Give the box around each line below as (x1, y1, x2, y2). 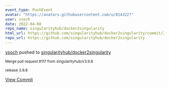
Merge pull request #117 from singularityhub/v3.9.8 (5, 59, 93, 64)
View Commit (5, 76, 33, 82)
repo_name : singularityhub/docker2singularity (5, 26, 105, 31)
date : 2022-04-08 (5, 21, 42, 27)
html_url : (5, 31, 26, 36)
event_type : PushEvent (5, 7, 53, 13)
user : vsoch (5, 17, 30, 22)
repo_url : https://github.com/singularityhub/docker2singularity (5, 36, 145, 41)
